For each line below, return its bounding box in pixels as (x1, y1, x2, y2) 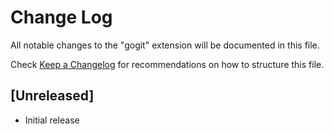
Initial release (24, 114, 80, 126)
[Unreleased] (10, 87, 95, 105)
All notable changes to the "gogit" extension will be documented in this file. (10, 39, 320, 51)
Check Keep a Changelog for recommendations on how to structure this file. (10, 58, 325, 70)
